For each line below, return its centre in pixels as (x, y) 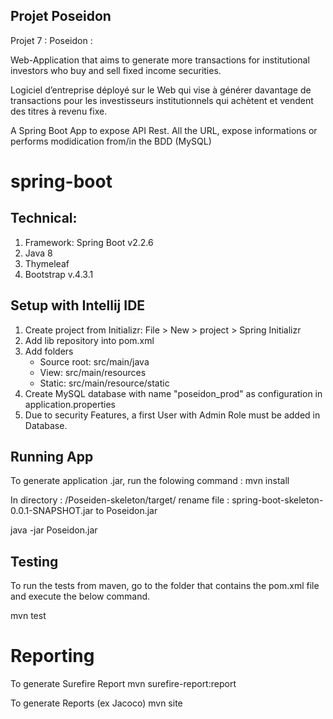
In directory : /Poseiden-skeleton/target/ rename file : (120, 500)
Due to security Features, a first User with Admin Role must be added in (172, 415)
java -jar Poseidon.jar (54, 530)
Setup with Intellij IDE (78, 305)
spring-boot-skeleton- (277, 500)
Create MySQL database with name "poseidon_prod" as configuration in (173, 393)
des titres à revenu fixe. (59, 111)
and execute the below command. (80, 596)
